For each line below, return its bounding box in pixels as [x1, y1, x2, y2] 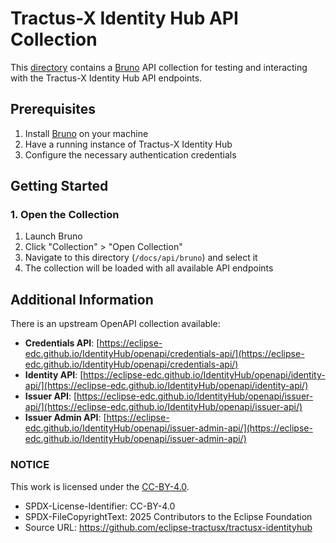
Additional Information [10, 291, 154, 308]
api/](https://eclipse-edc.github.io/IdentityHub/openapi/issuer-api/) [24, 401, 303, 413]
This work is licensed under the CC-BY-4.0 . [10, 480, 190, 492]
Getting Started [10, 178, 109, 195]
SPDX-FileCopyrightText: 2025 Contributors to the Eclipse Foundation [24, 510, 313, 522]
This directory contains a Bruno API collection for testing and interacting [10, 61, 308, 73]
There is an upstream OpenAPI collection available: [10, 318, 221, 330]
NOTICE [10, 458, 50, 472]
